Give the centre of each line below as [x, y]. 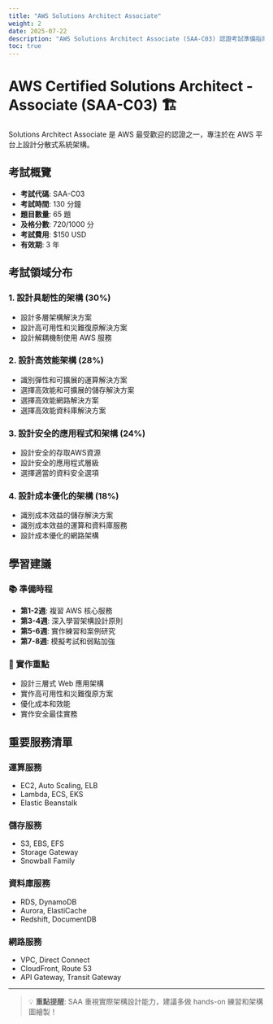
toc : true [25, 46]
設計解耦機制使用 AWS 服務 [66, 338]
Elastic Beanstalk [49, 803]
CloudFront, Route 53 [56, 969]
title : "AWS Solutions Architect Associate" [85, 16]
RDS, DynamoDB [48, 902]
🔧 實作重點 [29, 665]
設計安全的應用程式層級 [59, 463]
